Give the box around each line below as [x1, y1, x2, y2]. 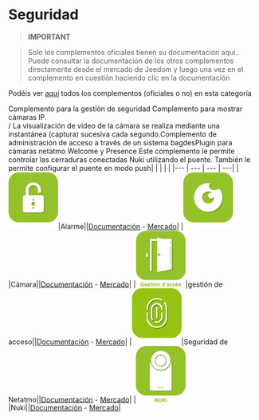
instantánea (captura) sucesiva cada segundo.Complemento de [8, 129, 218, 139]
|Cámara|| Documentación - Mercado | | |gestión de [8, 279, 223, 289]
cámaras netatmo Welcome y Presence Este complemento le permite [8, 146, 235, 156]
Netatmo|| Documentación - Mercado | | [8, 394, 137, 404]
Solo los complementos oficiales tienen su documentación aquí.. [27, 47, 240, 57]
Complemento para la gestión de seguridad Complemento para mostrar [8, 104, 243, 113]
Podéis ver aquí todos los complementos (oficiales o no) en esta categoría [8, 88, 253, 97]
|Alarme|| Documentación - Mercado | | [58, 221, 184, 231]
